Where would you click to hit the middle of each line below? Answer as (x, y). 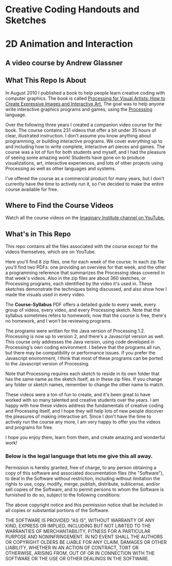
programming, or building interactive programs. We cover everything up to (84, 141)
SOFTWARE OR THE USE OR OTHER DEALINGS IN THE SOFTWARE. (77, 558)
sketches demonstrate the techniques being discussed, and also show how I (86, 289)
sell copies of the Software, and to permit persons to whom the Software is (85, 489)
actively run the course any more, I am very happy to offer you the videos (83, 422)
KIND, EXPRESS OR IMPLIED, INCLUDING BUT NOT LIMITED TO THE (78, 525)
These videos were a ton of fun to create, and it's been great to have (78, 395)
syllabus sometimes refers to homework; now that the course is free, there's (86, 315)
